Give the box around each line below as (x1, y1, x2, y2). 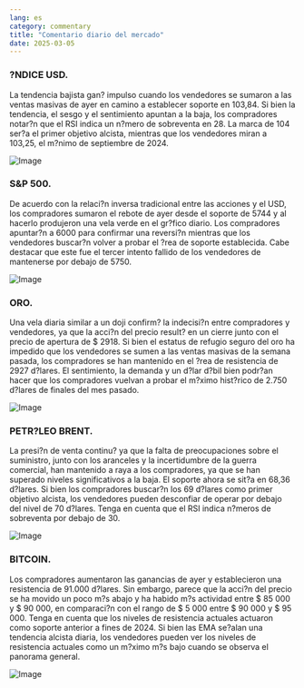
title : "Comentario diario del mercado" (9, 30, 165, 39)
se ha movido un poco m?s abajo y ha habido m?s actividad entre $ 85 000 (9, 593, 290, 604)
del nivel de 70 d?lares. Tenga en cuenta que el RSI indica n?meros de (9, 503, 271, 514)
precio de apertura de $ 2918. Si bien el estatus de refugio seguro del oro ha (9, 337, 295, 348)
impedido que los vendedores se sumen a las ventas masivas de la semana (9, 346, 291, 357)
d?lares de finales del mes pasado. (9, 385, 140, 396)
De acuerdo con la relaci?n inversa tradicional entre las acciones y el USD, (9, 198, 288, 209)
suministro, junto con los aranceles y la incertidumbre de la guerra (9, 455, 257, 466)
